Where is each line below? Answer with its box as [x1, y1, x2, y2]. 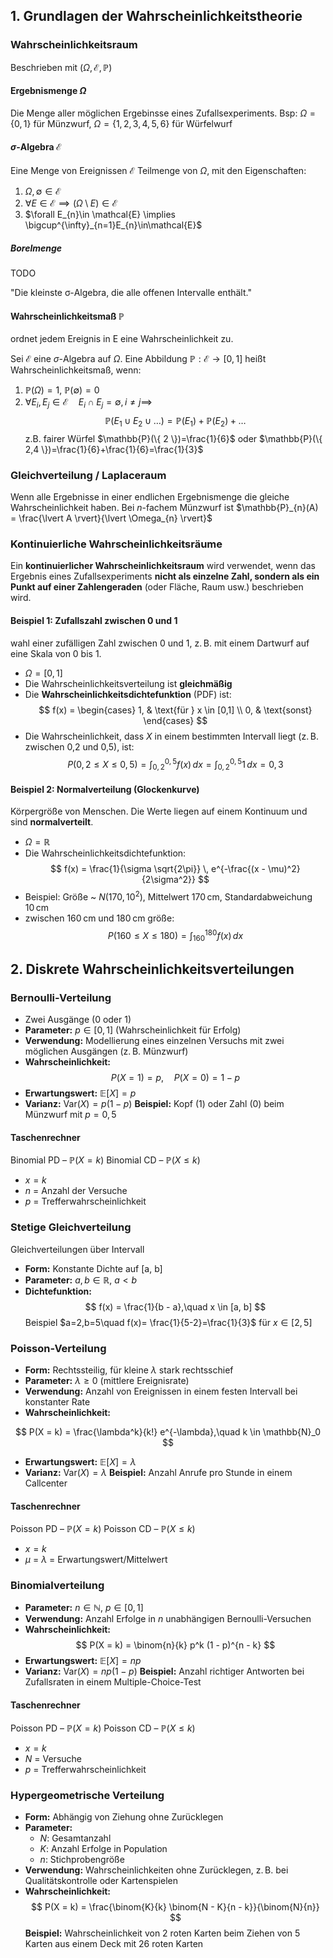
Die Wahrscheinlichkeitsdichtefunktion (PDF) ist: [24, 688, 232, 700]
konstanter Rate [24, 1395, 91, 1408]
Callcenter [24, 1477, 68, 1489]
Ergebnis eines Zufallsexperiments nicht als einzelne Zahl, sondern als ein [10, 570, 320, 583]
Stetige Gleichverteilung [10, 1220, 132, 1234]
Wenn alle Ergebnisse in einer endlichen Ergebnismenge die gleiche [10, 491, 290, 503]
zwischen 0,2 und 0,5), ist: [24, 740, 135, 753]
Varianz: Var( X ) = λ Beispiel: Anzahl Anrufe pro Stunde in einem [24, 1466, 293, 1478]
